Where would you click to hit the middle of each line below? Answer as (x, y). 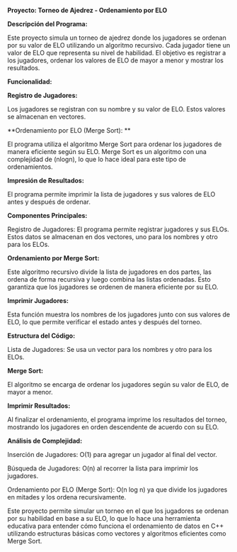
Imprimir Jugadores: (38, 300)
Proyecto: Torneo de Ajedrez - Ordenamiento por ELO (87, 10)
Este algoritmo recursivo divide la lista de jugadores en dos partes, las (110, 272)
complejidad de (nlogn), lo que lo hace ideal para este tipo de (97, 159)
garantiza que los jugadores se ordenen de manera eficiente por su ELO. (113, 287)
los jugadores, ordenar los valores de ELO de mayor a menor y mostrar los (116, 60)
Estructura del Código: (41, 336)
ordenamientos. (30, 167)
